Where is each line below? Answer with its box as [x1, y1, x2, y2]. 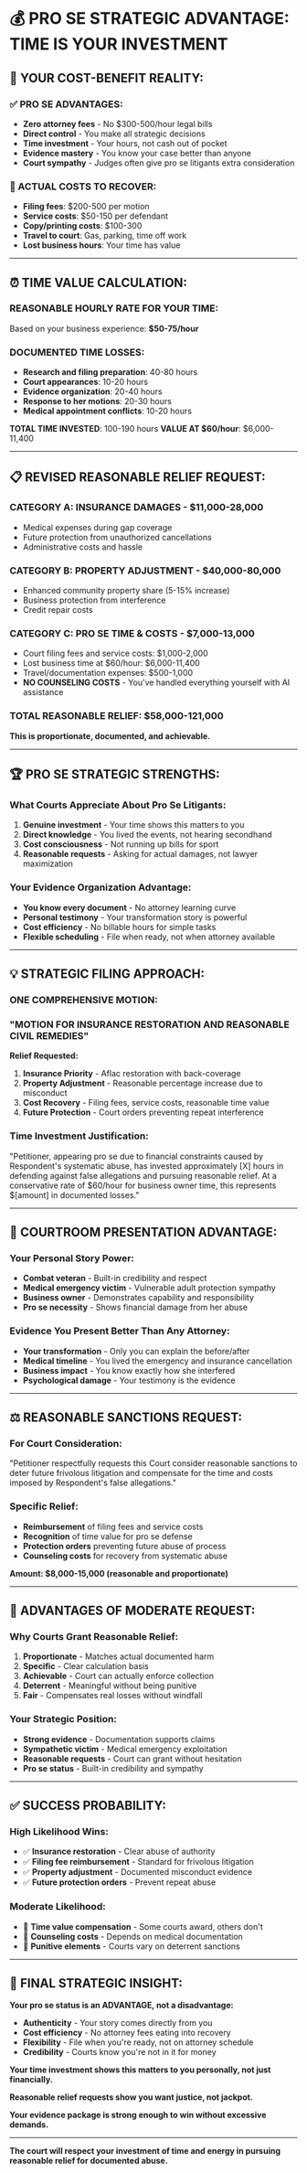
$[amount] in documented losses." [9, 1189, 140, 1200]
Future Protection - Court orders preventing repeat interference [22, 1107, 264, 1118]
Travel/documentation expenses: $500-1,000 [22, 668, 194, 679]
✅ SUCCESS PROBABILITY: [9, 1797, 167, 1813]
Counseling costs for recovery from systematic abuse [22, 1550, 228, 1561]
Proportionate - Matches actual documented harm [22, 1651, 215, 1662]
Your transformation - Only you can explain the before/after [22, 1345, 250, 1356]
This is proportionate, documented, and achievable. [9, 730, 211, 742]
